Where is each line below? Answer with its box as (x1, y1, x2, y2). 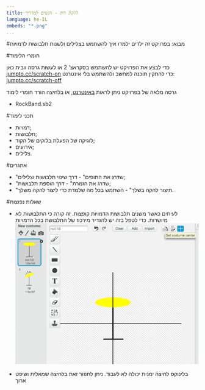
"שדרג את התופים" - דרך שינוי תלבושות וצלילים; (15, 174, 126, 181)
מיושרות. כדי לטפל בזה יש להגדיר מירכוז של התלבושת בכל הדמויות (15, 216, 168, 224)
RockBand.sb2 (15, 101, 52, 108)
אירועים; (15, 143, 35, 151)
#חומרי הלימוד (6, 52, 40, 59)
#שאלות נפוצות (6, 198, 41, 205)
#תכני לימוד (6, 112, 34, 119)
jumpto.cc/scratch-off (6, 77, 62, 84)
